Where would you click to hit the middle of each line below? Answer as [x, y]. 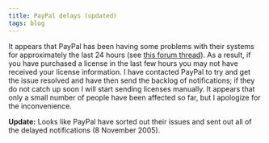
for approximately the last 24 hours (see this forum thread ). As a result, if [130, 55]
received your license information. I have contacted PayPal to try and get [130, 71]
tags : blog [27, 23]
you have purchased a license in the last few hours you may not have [123, 63]
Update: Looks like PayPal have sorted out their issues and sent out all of [130, 121]
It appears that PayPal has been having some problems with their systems [131, 46]
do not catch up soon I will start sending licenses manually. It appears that [132, 88]
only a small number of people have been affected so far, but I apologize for [134, 97]
